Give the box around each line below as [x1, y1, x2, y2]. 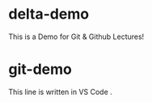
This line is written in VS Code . [8, 87, 113, 97]
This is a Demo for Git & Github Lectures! [8, 32, 145, 41]
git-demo [8, 60, 73, 79]
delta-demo [8, 5, 90, 24]
